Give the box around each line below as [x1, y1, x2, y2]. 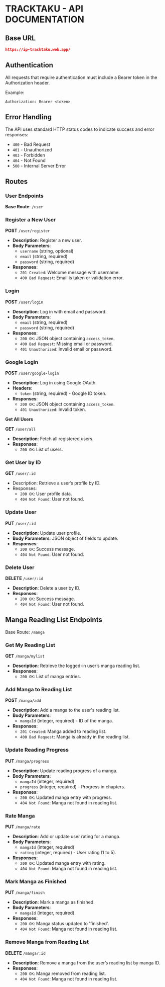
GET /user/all [5, 426, 36, 432]
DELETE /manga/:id [5, 950, 46, 956]
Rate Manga [5, 812, 35, 819]
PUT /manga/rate [5, 824, 41, 830]
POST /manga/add [5, 697, 41, 703]
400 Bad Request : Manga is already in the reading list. [20, 734, 130, 740]
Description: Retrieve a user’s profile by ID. [12, 480, 101, 486]
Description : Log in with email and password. [12, 308, 107, 314]
